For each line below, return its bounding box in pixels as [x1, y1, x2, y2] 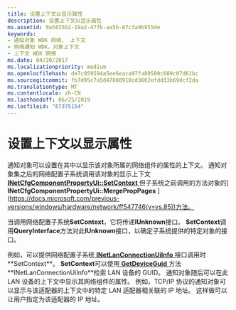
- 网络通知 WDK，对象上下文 [7, 43, 80, 50]
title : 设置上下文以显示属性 [7, 10, 83, 18]
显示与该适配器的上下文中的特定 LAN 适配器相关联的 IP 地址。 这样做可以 [13, 286, 227, 294]
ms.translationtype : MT [7, 83, 78, 90]
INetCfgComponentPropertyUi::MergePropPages [7, 186, 156, 195]
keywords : [7, 30, 37, 38]
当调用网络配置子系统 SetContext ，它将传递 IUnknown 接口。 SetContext [7, 218, 220, 226]
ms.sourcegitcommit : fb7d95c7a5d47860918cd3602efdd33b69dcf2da [7, 76, 199, 84]
